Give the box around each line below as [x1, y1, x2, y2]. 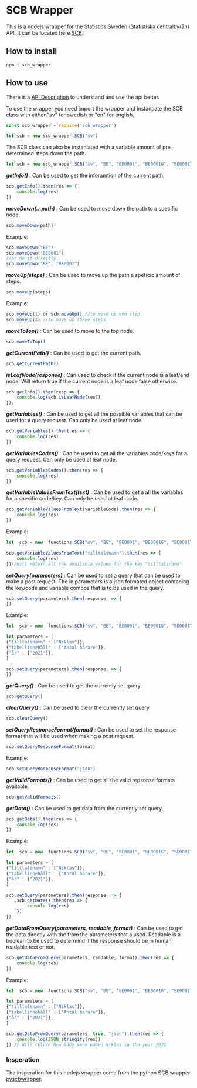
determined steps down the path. [6, 150, 87, 157]
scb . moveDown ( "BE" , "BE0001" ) [6, 261, 80, 267]
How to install [6, 46, 57, 56]
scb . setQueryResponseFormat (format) [6, 744, 96, 750]
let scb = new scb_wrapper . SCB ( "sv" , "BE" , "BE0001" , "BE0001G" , [6, 161, 169, 168]
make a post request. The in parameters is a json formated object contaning [6, 578, 189, 585]
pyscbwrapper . [6, 1075, 43, 1082]
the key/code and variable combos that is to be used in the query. [6, 584, 165, 591]
